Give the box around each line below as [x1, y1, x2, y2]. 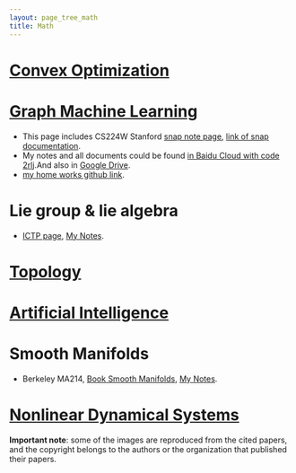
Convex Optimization [9, 60, 170, 81]
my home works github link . [22, 169, 126, 180]
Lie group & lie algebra [9, 200, 179, 221]
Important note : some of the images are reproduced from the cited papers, [9, 434, 288, 445]
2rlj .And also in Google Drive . [22, 159, 131, 171]
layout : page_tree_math [9, 13, 99, 22]
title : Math [9, 22, 54, 31]
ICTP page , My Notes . [22, 230, 105, 241]
